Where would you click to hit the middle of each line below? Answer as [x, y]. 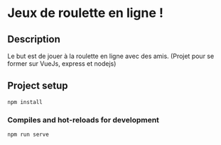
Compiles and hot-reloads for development [83, 120]
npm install [25, 102]
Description [34, 39]
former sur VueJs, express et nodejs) [62, 64]
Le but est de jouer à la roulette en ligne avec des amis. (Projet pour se [111, 56]
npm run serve [28, 135]
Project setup [38, 86]
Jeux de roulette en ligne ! [85, 13]
